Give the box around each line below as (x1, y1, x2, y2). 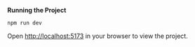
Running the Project (7, 6, 67, 14)
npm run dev (7, 20, 42, 27)
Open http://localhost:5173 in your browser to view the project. (7, 32, 188, 40)
